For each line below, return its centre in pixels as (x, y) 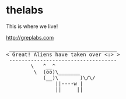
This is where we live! (32, 26)
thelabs (25, 10)
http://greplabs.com (30, 37)
